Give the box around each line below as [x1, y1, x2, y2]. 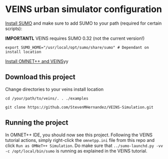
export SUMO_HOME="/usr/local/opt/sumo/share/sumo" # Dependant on [5, 45, 149, 50]
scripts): [5, 25, 23, 31]
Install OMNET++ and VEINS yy [5, 58, 69, 64]
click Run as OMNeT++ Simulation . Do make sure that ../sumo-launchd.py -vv [5, 142, 163, 148]
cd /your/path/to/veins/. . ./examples [5, 96, 89, 101]
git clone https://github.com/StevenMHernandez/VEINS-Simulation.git [5, 105, 154, 110]
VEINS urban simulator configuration [5, 4, 162, 15]
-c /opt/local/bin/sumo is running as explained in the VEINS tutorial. [5, 147, 147, 154]
